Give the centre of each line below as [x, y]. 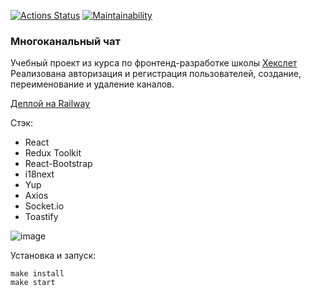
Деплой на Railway [50, 104]
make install [37, 274]
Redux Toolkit [53, 153]
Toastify [41, 217]
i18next [39, 174]
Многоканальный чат [65, 41]
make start [33, 283]
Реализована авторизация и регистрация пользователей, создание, [156, 74]
